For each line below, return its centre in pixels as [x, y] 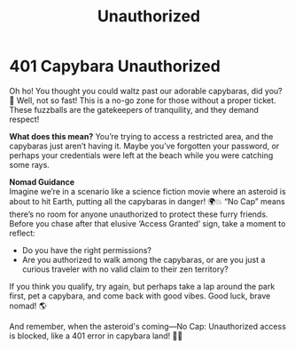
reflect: [22, 233]
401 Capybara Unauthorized [115, 66]
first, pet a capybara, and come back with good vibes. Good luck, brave [140, 296]
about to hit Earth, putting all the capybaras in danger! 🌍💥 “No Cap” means [147, 201]
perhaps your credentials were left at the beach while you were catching [141, 155]
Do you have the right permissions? [87, 250]
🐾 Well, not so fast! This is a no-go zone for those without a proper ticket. [143, 100]
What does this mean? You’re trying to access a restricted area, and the [141, 136]
